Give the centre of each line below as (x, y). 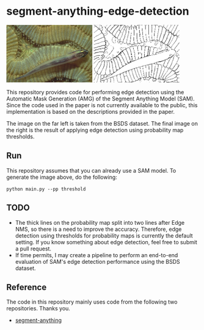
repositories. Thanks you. (38, 309)
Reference (27, 287)
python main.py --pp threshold (46, 189)
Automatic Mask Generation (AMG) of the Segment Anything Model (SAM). (100, 99)
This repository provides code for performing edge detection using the (95, 92)
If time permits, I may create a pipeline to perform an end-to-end (97, 255)
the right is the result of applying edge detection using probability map (95, 130)
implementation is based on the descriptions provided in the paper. (91, 111)
